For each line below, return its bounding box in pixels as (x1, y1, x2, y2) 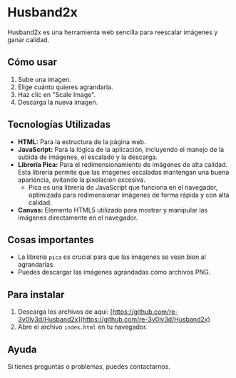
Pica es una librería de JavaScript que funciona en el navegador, (28, 183, 218, 191)
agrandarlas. (17, 260, 56, 269)
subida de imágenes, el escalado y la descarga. (17, 153, 158, 161)
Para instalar (7, 288, 65, 300)
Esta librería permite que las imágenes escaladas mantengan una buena (17, 168, 230, 176)
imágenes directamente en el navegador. (17, 213, 138, 222)
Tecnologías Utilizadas (7, 118, 111, 131)
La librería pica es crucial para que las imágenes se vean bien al (17, 252, 207, 261)
